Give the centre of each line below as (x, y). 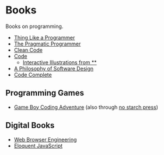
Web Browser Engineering (45, 139)
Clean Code (28, 50)
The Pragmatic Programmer (47, 44)
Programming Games (45, 93)
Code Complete (33, 75)
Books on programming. (34, 26)
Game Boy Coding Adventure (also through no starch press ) (86, 107)
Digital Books (30, 126)
